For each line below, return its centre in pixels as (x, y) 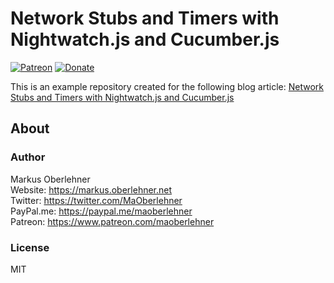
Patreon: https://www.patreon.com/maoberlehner (112, 221)
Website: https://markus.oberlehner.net (91, 189)
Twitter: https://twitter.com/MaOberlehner (96, 200)
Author (28, 157)
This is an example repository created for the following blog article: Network (167, 86)
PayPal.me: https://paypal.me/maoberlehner (101, 211)
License (30, 247)
